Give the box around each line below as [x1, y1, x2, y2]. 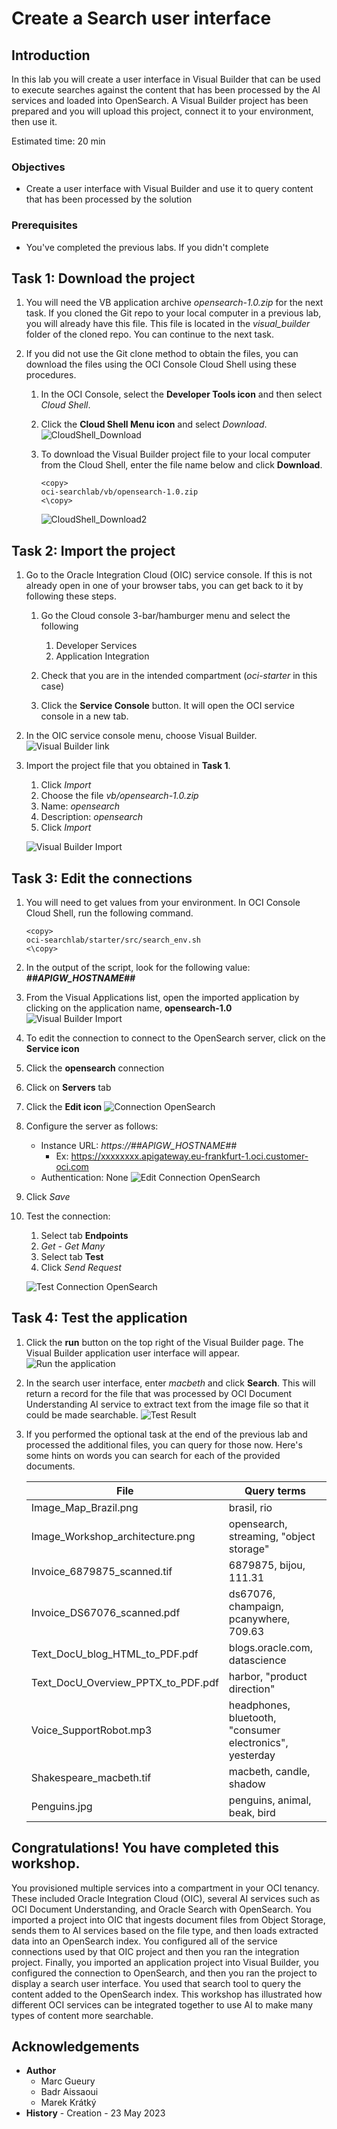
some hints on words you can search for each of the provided [25, 1449, 281, 1461]
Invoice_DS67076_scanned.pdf [30, 1605, 181, 1619]
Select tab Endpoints [40, 1230, 129, 1242]
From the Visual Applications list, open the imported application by [25, 992, 300, 1004]
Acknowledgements [11, 2038, 140, 2056]
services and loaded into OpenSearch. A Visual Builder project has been [11, 95, 309, 106]
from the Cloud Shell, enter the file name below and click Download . [40, 459, 323, 471]
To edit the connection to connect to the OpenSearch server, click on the [25, 1032, 326, 1044]
